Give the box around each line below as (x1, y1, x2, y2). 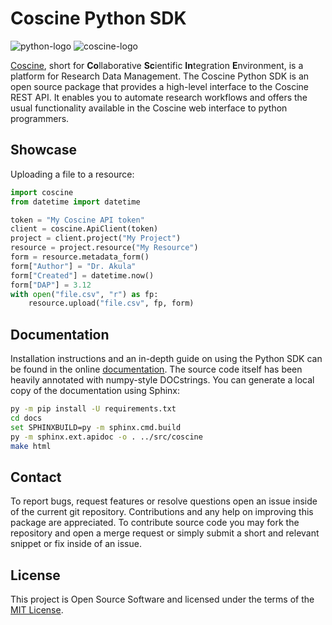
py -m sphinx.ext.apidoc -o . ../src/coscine (10, 432, 203, 442)
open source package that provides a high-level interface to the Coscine (10, 80, 310, 92)
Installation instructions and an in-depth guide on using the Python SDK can (10, 353, 323, 365)
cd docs (10, 413, 43, 423)
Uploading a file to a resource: (10, 168, 135, 180)
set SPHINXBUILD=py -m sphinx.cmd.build (10, 422, 182, 432)
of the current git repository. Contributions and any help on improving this (10, 506, 314, 518)
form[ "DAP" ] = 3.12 (10, 280, 92, 290)
